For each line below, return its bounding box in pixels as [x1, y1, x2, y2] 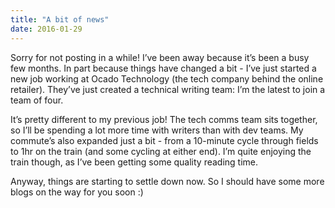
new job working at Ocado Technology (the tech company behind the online [10, 72, 324, 85]
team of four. [10, 94, 64, 106]
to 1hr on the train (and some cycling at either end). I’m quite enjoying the [10, 145, 312, 157]
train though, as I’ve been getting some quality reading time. [10, 156, 259, 168]
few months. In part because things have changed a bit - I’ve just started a [10, 62, 317, 74]
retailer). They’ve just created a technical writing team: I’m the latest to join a [10, 83, 326, 95]
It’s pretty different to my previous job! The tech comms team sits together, [10, 113, 318, 125]
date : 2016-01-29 [10, 24, 83, 34]
